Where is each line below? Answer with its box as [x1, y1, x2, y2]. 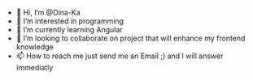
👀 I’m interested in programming [15, 16, 124, 26]
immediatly [15, 63, 54, 72]
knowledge [15, 42, 55, 52]
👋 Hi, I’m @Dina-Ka [15, 8, 81, 17]
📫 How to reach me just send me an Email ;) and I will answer [15, 51, 224, 61]
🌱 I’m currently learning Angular [15, 25, 124, 34]
